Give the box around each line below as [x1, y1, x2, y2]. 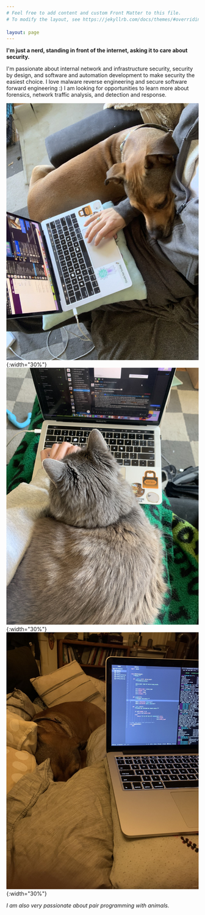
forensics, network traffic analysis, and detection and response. [6, 91, 167, 98]
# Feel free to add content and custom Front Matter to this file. [6, 10, 182, 16]
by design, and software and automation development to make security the [6, 72, 195, 79]
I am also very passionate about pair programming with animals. [6, 902, 170, 909]
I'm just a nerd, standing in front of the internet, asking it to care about [6, 46, 188, 54]
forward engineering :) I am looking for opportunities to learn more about [6, 84, 189, 92]
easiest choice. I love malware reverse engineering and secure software [6, 78, 187, 86]
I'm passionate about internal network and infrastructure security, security [6, 65, 193, 73]
